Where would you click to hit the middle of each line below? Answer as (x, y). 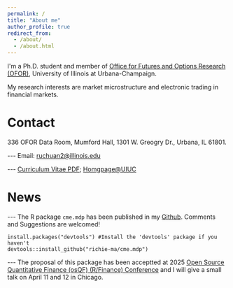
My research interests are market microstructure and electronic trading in (113, 87)
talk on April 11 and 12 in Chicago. (55, 277)
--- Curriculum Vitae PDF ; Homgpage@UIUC (72, 169)
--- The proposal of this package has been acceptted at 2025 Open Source (116, 262)
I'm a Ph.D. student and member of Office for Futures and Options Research (116, 66)
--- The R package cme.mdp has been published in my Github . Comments (112, 217)
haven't (19, 243)
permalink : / (26, 14)
